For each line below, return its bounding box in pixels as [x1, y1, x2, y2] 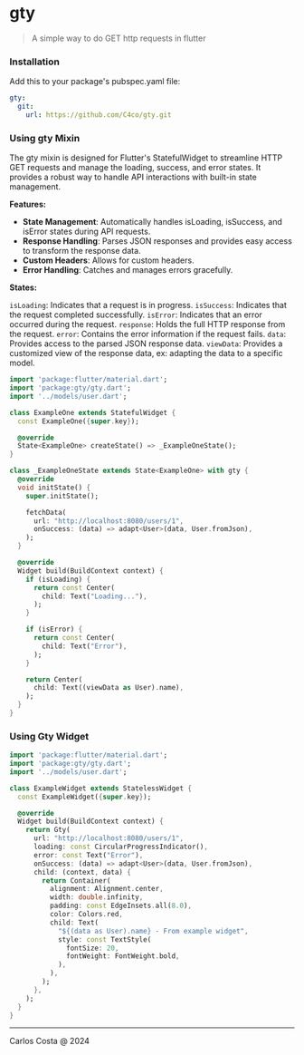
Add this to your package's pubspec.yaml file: [9, 76, 181, 87]
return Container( [42, 876, 111, 886]
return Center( [25, 674, 83, 684]
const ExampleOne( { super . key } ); [17, 416, 140, 426]
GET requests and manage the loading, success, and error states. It [9, 162, 261, 173]
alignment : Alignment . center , [49, 885, 165, 894]
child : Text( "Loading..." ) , [42, 592, 147, 601]
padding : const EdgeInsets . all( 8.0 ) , [49, 901, 193, 911]
